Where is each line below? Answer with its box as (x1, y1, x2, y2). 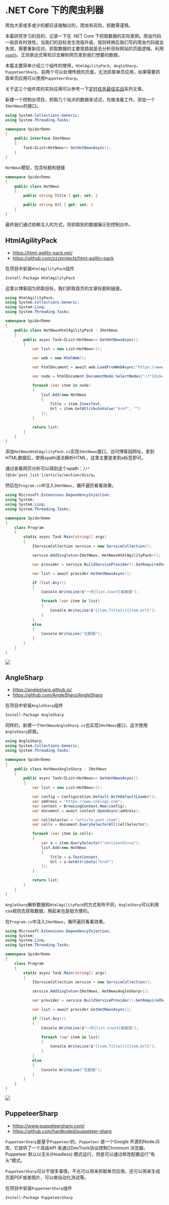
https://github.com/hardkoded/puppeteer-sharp (12, 1128, 112, 1134)
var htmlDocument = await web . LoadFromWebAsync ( (32, 365, 136, 370)
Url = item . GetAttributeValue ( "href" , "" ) (50, 406, 141, 411)
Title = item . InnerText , (50, 401, 102, 407)
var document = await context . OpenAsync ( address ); (32, 808, 141, 813)
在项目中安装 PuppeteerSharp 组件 (5, 1185, 72, 1191)
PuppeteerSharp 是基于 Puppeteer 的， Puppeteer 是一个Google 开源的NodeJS (5, 1139, 160, 1145)
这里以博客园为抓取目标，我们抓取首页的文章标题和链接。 (5, 285, 124, 291)
